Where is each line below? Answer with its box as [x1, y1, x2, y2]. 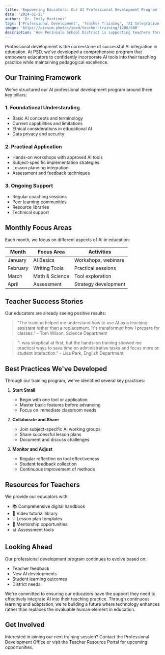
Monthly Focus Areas [5, 223, 72, 232]
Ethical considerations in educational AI [12, 126, 92, 132]
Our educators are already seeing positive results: [5, 311, 107, 316]
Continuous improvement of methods [19, 466, 95, 472]
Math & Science [33, 273, 70, 280]
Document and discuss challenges [19, 437, 90, 443]
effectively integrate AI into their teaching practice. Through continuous [5, 596, 150, 602]
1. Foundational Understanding [5, 104, 80, 111]
